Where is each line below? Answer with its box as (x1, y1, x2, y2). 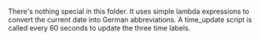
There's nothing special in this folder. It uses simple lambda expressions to (8, 7, 250, 16)
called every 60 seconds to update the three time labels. (8, 24, 191, 32)
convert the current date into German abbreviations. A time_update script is (8, 15, 253, 24)
